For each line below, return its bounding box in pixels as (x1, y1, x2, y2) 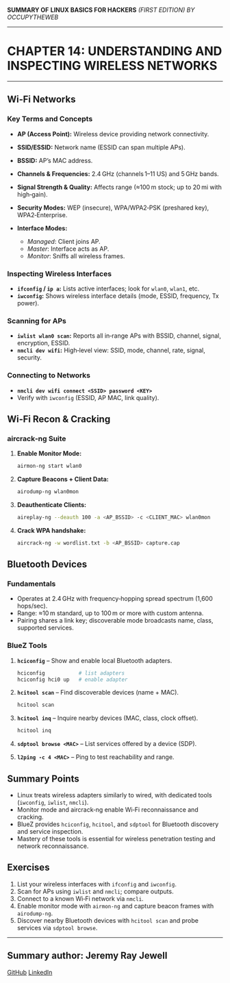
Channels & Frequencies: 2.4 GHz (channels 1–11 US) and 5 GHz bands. (16, 169, 219, 177)
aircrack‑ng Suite (7, 434, 66, 443)
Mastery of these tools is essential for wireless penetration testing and (16, 835, 216, 843)
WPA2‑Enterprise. (16, 210, 68, 219)
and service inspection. (16, 828, 84, 835)
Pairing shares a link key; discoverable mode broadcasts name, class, (16, 617, 214, 625)
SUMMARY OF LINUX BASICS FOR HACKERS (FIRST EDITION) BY (7, 6, 195, 14)
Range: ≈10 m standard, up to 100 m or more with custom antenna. (16, 609, 204, 617)
